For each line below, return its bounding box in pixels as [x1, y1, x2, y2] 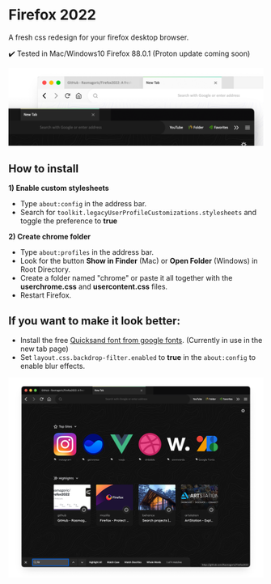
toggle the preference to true [19, 216, 118, 226]
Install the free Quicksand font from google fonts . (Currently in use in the [19, 336, 263, 345]
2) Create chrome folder [8, 232, 91, 242]
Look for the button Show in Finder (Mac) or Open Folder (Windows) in [19, 256, 258, 266]
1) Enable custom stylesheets [8, 184, 109, 193]
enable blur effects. [19, 362, 86, 371]
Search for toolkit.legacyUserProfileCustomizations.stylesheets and [19, 208, 257, 218]
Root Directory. [19, 264, 71, 274]
